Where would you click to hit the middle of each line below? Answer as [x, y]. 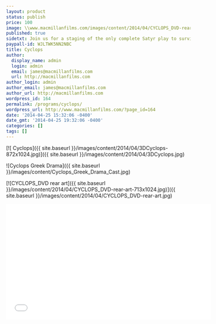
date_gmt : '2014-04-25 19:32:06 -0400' [55, 121]
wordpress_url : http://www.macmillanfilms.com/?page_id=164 [81, 110]
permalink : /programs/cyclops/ [44, 104]
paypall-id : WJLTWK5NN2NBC [39, 45]
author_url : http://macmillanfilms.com [55, 93]
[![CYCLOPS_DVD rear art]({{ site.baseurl [56, 183]
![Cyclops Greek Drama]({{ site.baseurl [53, 165]
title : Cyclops [25, 50]
